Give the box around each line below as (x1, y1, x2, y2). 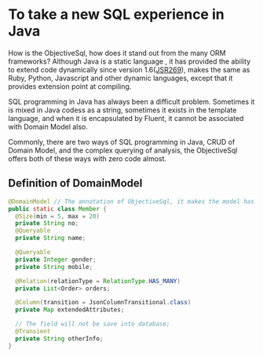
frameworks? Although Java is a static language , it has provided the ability (8, 57, 251, 66)
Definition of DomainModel (8, 177, 143, 190)
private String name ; (15, 234, 86, 242)
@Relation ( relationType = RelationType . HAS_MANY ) (15, 277, 181, 285)
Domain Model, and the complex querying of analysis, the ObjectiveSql (8, 145, 238, 155)
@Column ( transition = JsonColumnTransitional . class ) (15, 299, 192, 307)
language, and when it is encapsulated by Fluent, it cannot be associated (8, 113, 244, 123)
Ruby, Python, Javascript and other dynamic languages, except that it (8, 73, 233, 83)
